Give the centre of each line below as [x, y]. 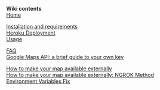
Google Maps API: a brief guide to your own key [65, 57]
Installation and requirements [42, 27]
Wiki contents [24, 9]
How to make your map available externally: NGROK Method [80, 75]
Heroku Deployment [31, 33]
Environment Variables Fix [38, 81]
